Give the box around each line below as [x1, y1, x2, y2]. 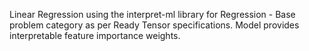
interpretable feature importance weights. [9, 30, 181, 41]
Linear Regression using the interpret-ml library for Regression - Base [9, 9, 296, 20]
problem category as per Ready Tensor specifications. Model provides [9, 19, 300, 31]
